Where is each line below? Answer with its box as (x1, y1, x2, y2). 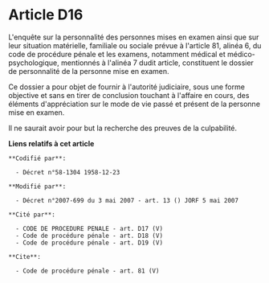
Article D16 (8, 6, 84, 24)
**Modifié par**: (8, 183, 67, 191)
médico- (227, 49, 255, 59)
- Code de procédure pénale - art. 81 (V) (15, 267, 160, 275)
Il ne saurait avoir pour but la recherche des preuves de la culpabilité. (8, 123, 238, 133)
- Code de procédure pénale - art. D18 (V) (15, 232, 163, 240)
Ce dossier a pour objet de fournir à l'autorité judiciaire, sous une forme (8, 82, 245, 92)
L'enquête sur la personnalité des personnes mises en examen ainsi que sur (8, 32, 259, 42)
